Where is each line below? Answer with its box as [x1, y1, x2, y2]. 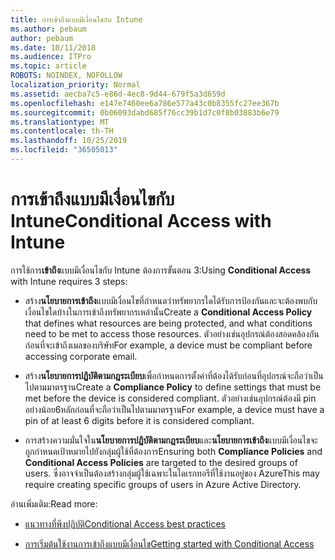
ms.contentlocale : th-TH [10, 126, 114, 136]
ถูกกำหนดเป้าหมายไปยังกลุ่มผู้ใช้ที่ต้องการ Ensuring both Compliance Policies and [24, 445, 323, 457]
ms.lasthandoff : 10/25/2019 [10, 136, 128, 146]
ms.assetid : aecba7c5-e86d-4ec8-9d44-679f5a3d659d [10, 89, 226, 99]
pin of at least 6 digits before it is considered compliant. [24, 414, 255, 426]
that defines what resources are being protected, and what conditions [24, 317, 313, 329]
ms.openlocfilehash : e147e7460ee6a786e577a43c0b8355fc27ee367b [10, 98, 280, 108]
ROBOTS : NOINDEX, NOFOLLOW [10, 71, 123, 81]
